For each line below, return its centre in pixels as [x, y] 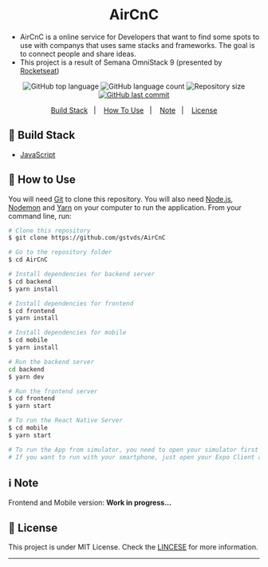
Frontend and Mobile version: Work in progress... [90, 503]
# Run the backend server [51, 362]
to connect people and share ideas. [78, 54]
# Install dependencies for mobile [67, 333]
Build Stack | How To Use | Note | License [134, 110]
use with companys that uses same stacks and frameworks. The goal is [137, 45]
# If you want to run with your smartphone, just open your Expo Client [132, 457]
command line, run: [40, 216]
